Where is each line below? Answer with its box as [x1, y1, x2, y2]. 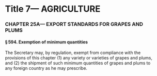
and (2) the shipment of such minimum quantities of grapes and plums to [5, 60, 151, 66]
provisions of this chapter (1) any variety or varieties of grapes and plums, [5, 55, 153, 61]
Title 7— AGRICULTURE [5, 3, 101, 15]
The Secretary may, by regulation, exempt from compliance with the [5, 50, 141, 56]
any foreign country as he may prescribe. [5, 65, 88, 71]
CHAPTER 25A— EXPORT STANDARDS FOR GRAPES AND [5, 21, 143, 28]
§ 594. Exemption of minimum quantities [5, 39, 88, 45]
